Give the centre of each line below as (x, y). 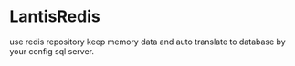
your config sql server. (52, 51)
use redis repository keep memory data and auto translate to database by (147, 42)
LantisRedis (55, 17)
